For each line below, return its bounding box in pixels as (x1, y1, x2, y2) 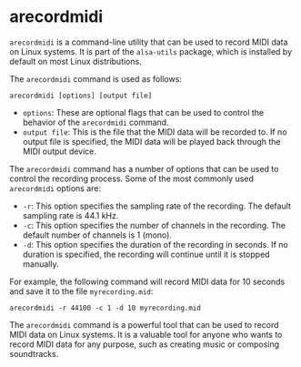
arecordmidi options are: (9, 182, 102, 193)
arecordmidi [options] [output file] (9, 91, 153, 100)
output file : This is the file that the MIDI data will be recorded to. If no (22, 126, 288, 138)
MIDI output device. (22, 146, 97, 157)
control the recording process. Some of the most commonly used (9, 173, 255, 184)
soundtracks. (9, 348, 59, 359)
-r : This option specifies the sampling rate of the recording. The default (22, 200, 291, 211)
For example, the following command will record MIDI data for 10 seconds (9, 276, 286, 287)
